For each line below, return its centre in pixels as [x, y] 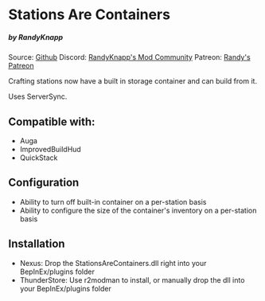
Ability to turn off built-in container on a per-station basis [113, 201]
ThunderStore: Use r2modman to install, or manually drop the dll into [132, 279]
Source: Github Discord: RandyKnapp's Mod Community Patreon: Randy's [129, 57]
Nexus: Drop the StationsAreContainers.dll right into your [113, 263]
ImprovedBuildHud [50, 149]
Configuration [44, 183]
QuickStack [39, 158]
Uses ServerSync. [38, 96]
